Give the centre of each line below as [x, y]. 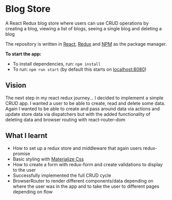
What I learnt [26, 136]
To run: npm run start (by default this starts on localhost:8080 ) [80, 69]
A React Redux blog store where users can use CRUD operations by [77, 23]
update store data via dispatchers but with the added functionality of [78, 114]
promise [22, 153]
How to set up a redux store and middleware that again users [77, 148]
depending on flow [33, 192]
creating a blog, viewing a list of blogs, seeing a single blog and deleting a [84, 28]
